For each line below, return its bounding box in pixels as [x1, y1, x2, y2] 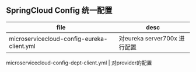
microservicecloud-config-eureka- [9, 35, 108, 43]
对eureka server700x [118, 34, 178, 42]
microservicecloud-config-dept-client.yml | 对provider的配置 [6, 59, 152, 66]
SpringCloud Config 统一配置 [6, 5, 113, 16]
